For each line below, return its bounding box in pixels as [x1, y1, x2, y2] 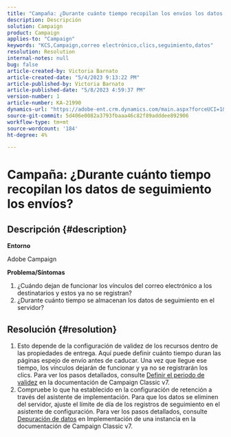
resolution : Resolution [7, 49, 76, 56]
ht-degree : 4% [7, 131, 48, 138]
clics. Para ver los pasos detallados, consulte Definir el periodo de [16, 371, 205, 379]
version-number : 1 [7, 93, 60, 100]
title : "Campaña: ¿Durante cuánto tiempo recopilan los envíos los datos [7, 10, 223, 17]
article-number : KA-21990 [7, 100, 81, 107]
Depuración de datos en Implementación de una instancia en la [16, 415, 196, 423]
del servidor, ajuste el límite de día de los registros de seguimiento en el [16, 400, 220, 409]
